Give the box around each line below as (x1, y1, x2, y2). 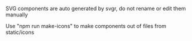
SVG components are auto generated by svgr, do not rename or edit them (5, 5, 186, 12)
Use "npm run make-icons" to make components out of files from (5, 23, 166, 29)
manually (5, 11, 28, 18)
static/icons (5, 29, 35, 36)
